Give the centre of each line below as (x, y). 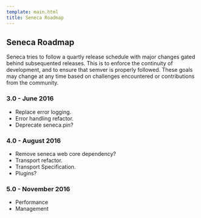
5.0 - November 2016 (38, 189)
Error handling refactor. (44, 118)
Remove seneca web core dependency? (65, 153)
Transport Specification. (45, 167)
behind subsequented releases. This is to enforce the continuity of (90, 63)
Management (32, 209)
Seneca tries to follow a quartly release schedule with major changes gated (101, 57)
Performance (32, 202)
